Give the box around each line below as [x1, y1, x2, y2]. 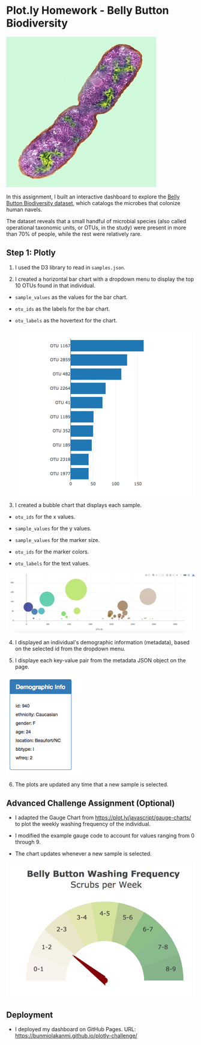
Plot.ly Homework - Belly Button [6, 4, 169, 17]
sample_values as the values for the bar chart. [14, 293, 128, 301]
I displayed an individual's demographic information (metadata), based [14, 638, 190, 646]
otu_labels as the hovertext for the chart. [14, 316, 118, 324]
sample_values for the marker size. [14, 536, 100, 543]
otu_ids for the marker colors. [14, 548, 89, 555]
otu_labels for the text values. [14, 559, 90, 567]
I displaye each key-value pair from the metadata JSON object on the [14, 656, 186, 664]
